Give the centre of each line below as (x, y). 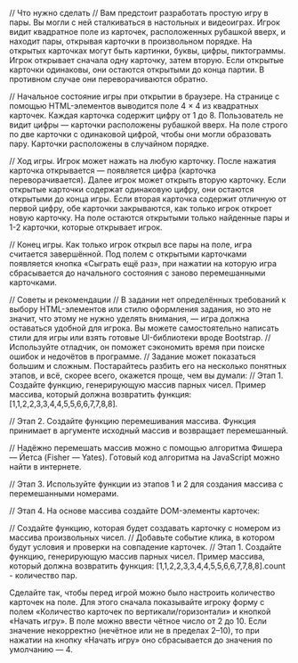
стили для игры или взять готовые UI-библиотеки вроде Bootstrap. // (140, 337)
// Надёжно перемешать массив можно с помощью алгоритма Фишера (146, 448)
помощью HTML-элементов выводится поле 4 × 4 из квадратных (134, 106)
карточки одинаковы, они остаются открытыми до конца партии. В (137, 70)
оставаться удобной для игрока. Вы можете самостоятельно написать (144, 328)
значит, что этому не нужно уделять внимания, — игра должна (129, 319)
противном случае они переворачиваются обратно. (109, 79)
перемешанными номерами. (64, 493)
